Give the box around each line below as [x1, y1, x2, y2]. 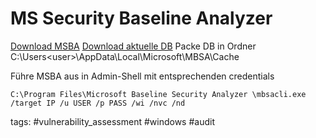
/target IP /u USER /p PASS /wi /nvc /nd [10, 98, 186, 108]
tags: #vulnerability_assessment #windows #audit [10, 115, 215, 127]
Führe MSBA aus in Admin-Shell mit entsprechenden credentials [10, 70, 275, 82]
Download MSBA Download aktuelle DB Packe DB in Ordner [10, 40, 257, 52]
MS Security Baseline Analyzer [10, 7, 273, 30]
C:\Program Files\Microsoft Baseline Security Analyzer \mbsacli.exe [10, 89, 307, 99]
